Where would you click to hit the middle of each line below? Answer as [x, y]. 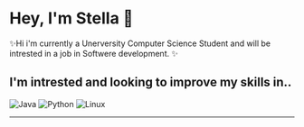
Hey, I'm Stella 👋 [71, 18]
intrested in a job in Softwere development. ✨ [94, 53]
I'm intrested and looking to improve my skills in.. [151, 82]
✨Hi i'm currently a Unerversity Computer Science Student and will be [140, 43]
